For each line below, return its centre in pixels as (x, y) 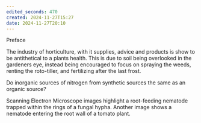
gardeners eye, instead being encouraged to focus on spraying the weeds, (99, 65)
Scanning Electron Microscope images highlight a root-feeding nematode (97, 101)
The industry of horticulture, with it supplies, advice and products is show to (101, 52)
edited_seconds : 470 (32, 12)
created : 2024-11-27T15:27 (40, 17)
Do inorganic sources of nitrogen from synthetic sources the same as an (96, 83)
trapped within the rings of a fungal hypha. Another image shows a (89, 107)
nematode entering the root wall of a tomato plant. (68, 114)
